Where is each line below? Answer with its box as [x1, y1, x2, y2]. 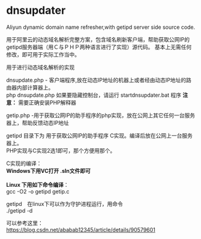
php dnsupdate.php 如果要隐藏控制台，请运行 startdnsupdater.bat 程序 [6, 91, 182, 98]
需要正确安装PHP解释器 [17, 98, 77, 106]
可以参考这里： [6, 219, 43, 226]
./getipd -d [6, 207, 33, 214]
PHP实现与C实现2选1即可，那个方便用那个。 [6, 147, 116, 154]
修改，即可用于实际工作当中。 [6, 50, 80, 58]
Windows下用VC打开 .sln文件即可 [6, 167, 91, 174]
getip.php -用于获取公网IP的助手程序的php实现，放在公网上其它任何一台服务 [6, 112, 196, 119]
